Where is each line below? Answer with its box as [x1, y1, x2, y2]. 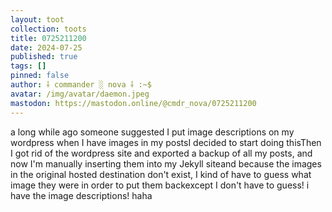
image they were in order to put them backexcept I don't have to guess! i [10, 179, 310, 191]
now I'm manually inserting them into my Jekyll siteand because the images [10, 157, 322, 170]
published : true [10, 52, 78, 62]
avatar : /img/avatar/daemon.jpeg [10, 89, 150, 99]
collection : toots [10, 24, 87, 34]
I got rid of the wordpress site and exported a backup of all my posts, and [10, 147, 313, 159]
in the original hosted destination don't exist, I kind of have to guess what [10, 168, 312, 180]
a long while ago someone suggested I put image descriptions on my [10, 126, 295, 138]
